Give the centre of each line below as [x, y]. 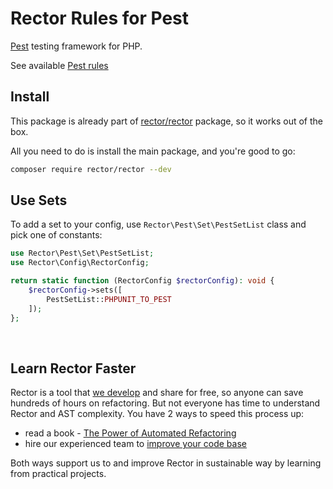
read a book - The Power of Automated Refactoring [130, 433]
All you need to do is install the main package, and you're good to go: [153, 151]
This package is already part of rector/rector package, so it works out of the [166, 121]
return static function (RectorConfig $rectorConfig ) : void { [142, 281]
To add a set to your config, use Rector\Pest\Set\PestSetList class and [158, 224]
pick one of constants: [56, 235]
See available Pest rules [59, 65]
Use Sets [39, 200]
